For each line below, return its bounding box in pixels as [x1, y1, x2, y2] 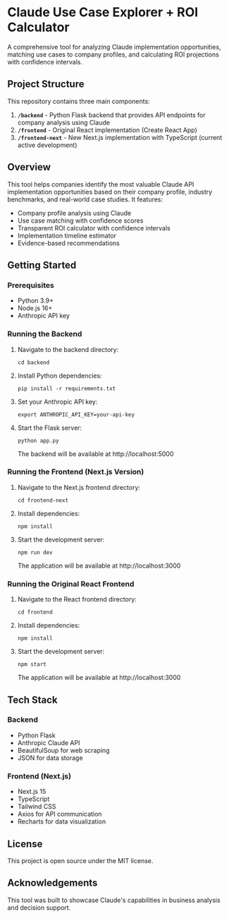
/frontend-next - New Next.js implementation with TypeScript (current [17, 133, 223, 141]
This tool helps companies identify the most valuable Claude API [7, 180, 194, 188]
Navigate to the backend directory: [17, 345, 119, 353]
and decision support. [7, 903, 71, 912]
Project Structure [7, 78, 85, 90]
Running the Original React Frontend [7, 579, 135, 589]
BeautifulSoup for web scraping [17, 746, 110, 754]
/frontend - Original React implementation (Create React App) [17, 125, 197, 134]
